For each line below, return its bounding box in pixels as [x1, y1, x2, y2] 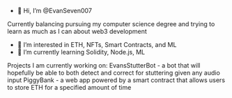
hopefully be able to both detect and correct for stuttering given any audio [7, 69, 221, 77]
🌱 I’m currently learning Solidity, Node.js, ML [17, 48, 146, 56]
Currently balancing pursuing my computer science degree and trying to [7, 20, 215, 28]
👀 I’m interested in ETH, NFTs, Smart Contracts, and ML [17, 41, 177, 48]
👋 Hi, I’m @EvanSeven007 [17, 7, 93, 14]
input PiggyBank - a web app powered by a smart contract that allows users [7, 76, 225, 84]
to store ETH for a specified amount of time [7, 84, 132, 91]
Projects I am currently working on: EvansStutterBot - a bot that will [7, 61, 201, 69]
